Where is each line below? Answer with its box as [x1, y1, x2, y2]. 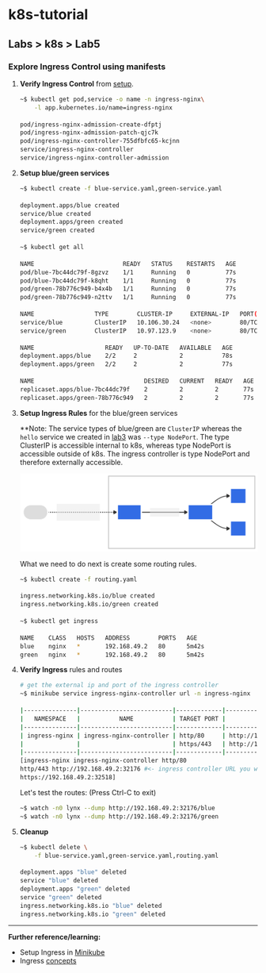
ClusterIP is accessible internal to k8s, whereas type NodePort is [19, 440, 232, 450]
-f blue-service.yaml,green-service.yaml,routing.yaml [34, 852, 219, 860]
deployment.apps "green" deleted [19, 885, 131, 894]
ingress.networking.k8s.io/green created [19, 601, 158, 609]
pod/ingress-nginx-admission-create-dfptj [19, 121, 162, 129]
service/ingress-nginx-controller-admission [19, 154, 169, 162]
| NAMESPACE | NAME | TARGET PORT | [19, 714, 226, 723]
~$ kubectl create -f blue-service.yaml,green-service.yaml [19, 184, 222, 192]
